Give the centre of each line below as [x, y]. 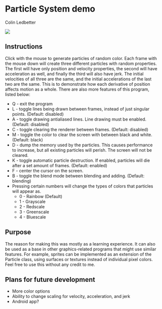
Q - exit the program [32, 104]
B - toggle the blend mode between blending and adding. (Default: [78, 176]
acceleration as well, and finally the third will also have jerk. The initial [74, 74]
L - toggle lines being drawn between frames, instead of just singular [81, 109]
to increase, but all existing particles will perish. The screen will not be [82, 150]
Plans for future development [50, 279]
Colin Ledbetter [21, 22]
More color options [31, 291]
